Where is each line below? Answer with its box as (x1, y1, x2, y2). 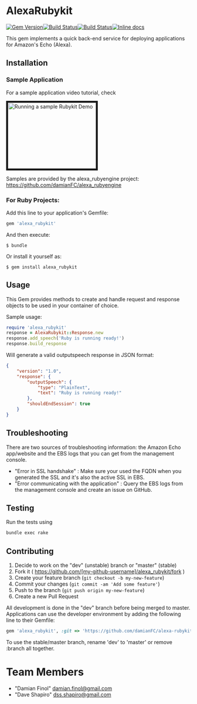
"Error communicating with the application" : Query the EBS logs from (14, 479, 184, 487)
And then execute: (6, 231, 50, 238)
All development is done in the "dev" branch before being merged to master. (6, 604, 191, 611)
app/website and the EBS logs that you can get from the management (6, 450, 175, 457)
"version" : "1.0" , (16, 368, 62, 374)
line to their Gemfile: (6, 617, 55, 624)
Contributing (6, 546, 54, 556)
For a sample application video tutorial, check (6, 89, 116, 96)
